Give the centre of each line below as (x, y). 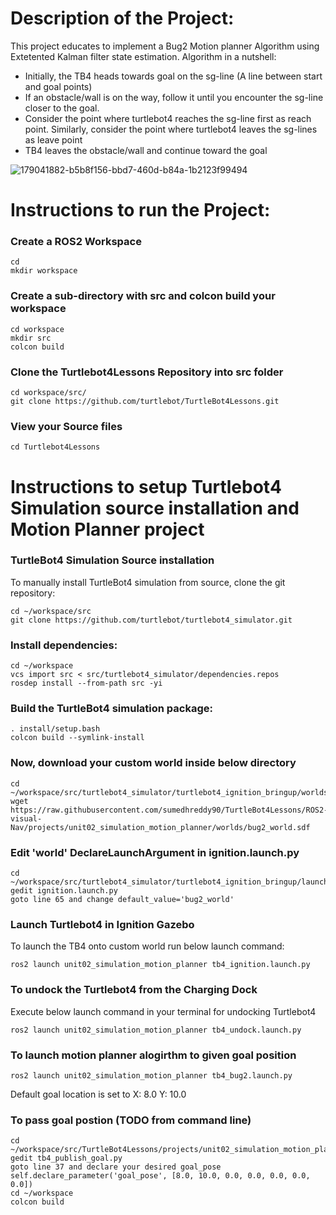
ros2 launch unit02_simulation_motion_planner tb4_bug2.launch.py (151, 1075)
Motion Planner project (107, 529)
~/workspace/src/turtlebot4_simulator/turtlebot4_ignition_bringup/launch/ (171, 882)
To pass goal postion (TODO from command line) (131, 1120)
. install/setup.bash (55, 729)
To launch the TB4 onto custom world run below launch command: (147, 946)
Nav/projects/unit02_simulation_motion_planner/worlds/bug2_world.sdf (160, 827)
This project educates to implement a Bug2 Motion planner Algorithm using (165, 46)
